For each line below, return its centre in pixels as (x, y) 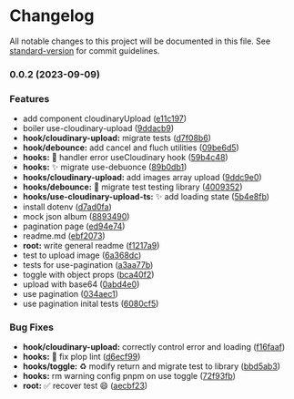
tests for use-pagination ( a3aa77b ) (88, 265)
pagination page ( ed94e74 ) (74, 226)
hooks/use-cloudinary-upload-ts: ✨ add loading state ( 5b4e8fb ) (146, 197)
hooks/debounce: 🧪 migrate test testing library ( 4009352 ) (132, 187)
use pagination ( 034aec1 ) (70, 294)
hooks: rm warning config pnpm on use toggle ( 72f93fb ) (129, 376)
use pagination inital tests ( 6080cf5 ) (91, 304)
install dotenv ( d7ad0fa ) (67, 207)
